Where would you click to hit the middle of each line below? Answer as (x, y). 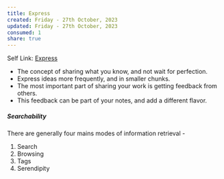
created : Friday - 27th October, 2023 (62, 20)
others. (27, 94)
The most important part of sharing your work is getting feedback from (117, 86)
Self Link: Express (33, 58)
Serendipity (33, 169)
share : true (24, 39)
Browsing (30, 154)
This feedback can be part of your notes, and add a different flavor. (112, 100)
